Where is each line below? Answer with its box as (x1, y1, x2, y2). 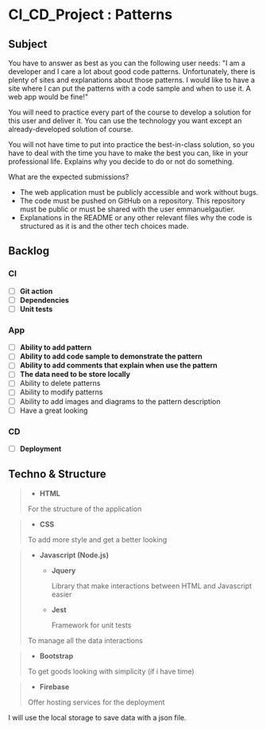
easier (51, 589, 72, 599)
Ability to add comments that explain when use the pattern (19, 360, 218, 371)
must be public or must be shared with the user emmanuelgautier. (19, 204, 236, 214)
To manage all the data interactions (27, 635, 143, 645)
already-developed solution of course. (8, 125, 133, 134)
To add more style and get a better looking (27, 534, 168, 544)
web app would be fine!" (8, 92, 89, 101)
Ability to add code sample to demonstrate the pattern (19, 351, 202, 361)
